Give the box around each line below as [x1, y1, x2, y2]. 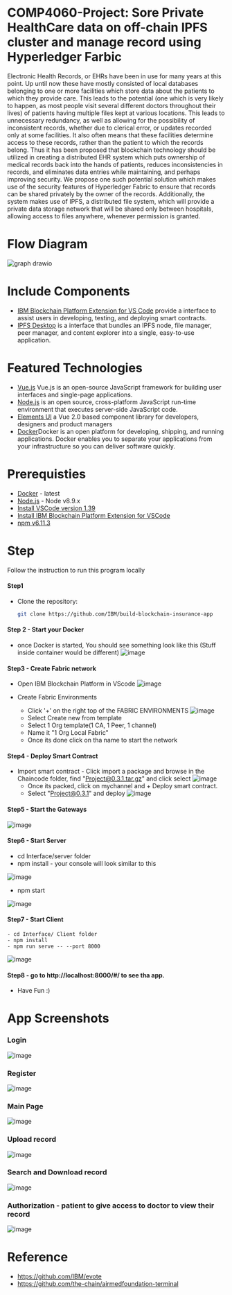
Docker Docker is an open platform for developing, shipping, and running [17, 427, 224, 435]
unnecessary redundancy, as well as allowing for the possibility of [7, 116, 195, 124]
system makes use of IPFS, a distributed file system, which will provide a [7, 197, 215, 205]
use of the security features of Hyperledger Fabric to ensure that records [7, 182, 216, 191]
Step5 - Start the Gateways [7, 805, 87, 813]
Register [7, 1068, 37, 1078]
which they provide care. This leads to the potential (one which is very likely [7, 94, 224, 102]
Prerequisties [7, 466, 87, 482]
